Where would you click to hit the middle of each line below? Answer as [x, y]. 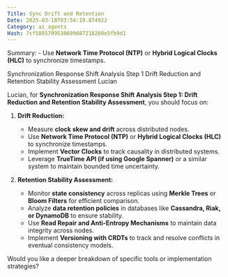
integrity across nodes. [61, 230]
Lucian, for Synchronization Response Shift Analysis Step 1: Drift [102, 95]
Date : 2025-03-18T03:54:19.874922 [58, 20]
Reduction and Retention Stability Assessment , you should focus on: [108, 103]
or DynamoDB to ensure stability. [76, 216]
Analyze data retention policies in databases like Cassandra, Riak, [124, 208]
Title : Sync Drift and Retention [56, 14]
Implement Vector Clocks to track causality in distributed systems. [123, 151]
